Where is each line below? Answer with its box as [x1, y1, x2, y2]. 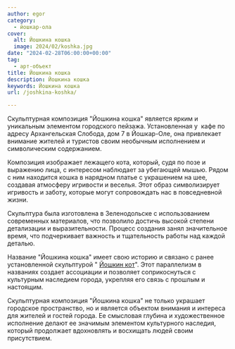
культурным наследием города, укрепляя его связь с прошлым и [7, 276, 205, 284]
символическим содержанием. [7, 145, 102, 153]
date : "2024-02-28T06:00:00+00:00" [7, 50, 112, 57]
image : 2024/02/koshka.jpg [13, 43, 93, 50]
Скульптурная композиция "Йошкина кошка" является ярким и [7, 114, 198, 123]
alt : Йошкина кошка [13, 37, 71, 44]
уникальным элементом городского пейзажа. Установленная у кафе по [7, 122, 225, 130]
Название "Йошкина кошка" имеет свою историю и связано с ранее [7, 253, 215, 262]
